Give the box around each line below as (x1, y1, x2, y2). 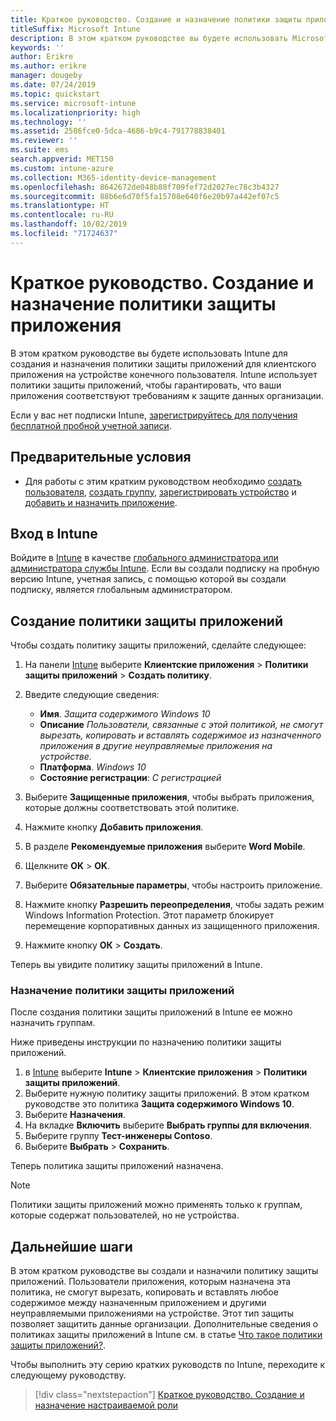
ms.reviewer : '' (10, 136, 78, 146)
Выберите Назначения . (24, 1109, 126, 1121)
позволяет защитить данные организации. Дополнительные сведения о (10, 1318, 319, 1330)
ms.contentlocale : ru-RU (10, 210, 114, 220)
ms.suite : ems (10, 145, 70, 155)
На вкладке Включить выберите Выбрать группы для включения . (24, 1119, 313, 1131)
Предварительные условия (10, 449, 192, 466)
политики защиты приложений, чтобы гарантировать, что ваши (10, 379, 282, 391)
